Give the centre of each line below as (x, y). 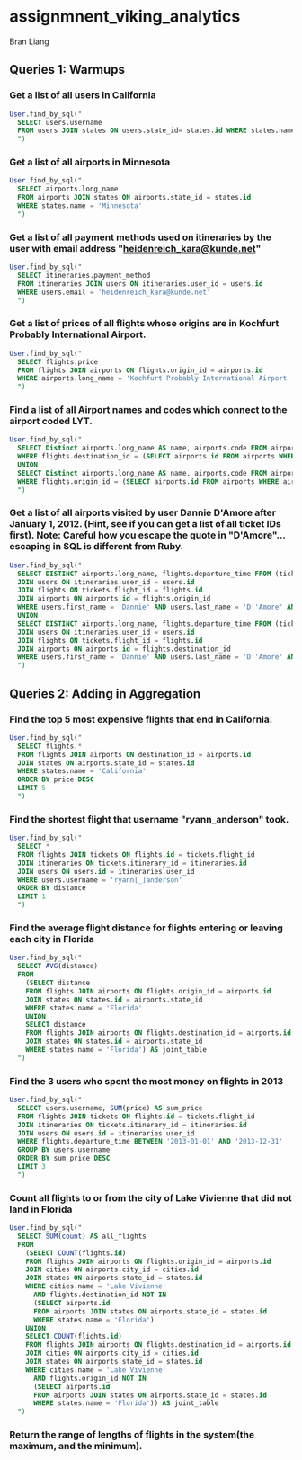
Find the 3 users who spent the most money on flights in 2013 (147, 1081)
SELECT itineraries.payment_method (84, 275)
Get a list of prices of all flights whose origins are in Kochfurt (144, 324)
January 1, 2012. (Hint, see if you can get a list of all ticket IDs (145, 524)
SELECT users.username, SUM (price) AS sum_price (110, 1108)
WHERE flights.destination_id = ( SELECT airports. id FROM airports (147, 457)
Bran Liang (29, 41)
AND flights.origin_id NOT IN (89, 1378)
